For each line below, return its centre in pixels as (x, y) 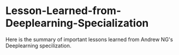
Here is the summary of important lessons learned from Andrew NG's (89, 39)
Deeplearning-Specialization (77, 23)
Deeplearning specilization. (38, 46)
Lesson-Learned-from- (63, 11)
